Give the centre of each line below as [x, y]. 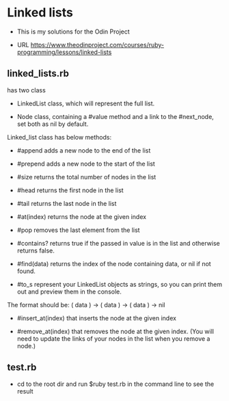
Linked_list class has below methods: [59, 137]
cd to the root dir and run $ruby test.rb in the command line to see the [115, 384]
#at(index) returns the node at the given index [82, 216]
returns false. [36, 250]
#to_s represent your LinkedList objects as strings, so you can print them [119, 284]
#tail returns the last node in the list [67, 203]
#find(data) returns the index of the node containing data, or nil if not [114, 263]
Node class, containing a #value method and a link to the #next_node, [115, 116]
